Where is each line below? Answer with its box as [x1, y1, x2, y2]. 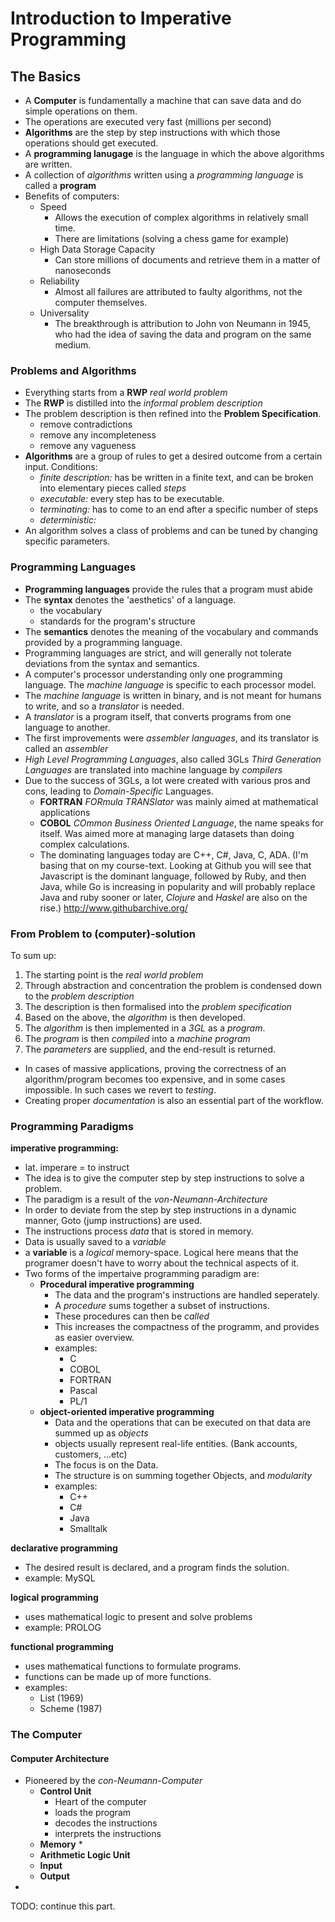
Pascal [69, 1385, 98, 1397]
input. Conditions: [24, 461, 98, 473]
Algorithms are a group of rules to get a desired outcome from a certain [24, 450, 323, 462]
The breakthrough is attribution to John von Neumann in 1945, [54, 318, 312, 329]
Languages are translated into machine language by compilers [24, 763, 283, 776]
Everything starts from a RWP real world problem [24, 387, 228, 399]
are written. [24, 158, 73, 170]
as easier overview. [54, 1332, 135, 1344]
